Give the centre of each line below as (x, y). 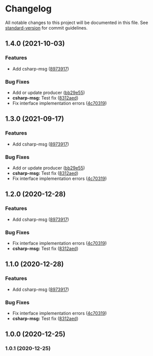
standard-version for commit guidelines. (46, 27)
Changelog (28, 9)
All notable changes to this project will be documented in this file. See (77, 22)
